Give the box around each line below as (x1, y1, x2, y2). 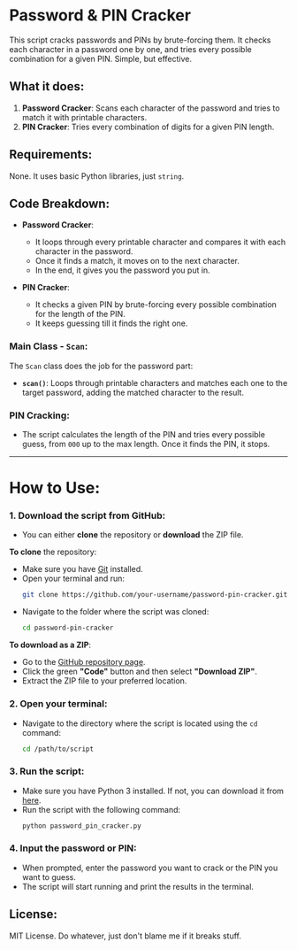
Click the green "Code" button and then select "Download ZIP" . (21, 666, 258, 677)
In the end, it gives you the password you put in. (34, 265, 210, 275)
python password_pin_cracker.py (21, 821, 141, 830)
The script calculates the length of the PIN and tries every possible (21, 429, 265, 439)
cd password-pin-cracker (21, 623, 114, 633)
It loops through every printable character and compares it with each (34, 236, 286, 248)
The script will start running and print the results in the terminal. (21, 881, 255, 892)
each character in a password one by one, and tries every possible (9, 43, 252, 54)
